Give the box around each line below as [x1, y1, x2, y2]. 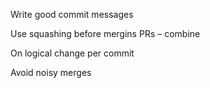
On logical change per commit [10, 47, 135, 59]
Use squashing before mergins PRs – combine [10, 28, 201, 39]
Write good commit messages [10, 9, 134, 20]
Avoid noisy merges [10, 67, 92, 78]
